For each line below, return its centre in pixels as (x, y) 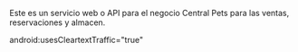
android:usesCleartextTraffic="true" (76, 40)
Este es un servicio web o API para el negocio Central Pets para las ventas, (149, 13)
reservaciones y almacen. (58, 22)
